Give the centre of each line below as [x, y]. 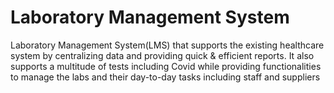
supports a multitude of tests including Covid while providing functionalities [166, 66]
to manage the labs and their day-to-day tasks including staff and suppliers [165, 77]
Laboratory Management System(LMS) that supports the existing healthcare [167, 45]
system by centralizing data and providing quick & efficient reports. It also [162, 55]
